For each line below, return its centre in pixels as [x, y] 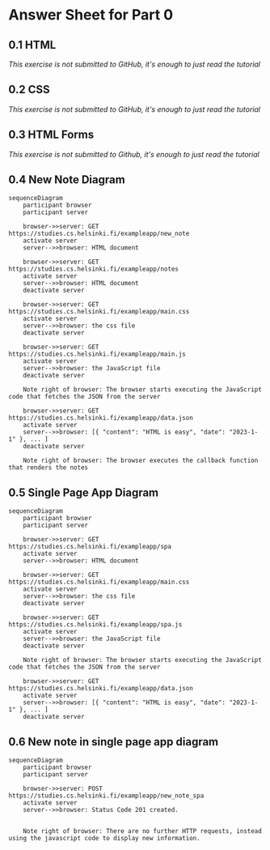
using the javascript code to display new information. [104, 839]
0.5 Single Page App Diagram [84, 492]
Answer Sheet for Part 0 [91, 15]
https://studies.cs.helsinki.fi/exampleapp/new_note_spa [106, 796]
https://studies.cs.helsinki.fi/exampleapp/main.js [97, 354]
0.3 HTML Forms [51, 135]
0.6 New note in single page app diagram [114, 742]
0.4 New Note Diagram [67, 180]
